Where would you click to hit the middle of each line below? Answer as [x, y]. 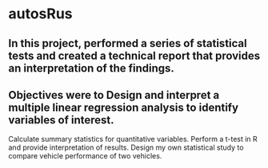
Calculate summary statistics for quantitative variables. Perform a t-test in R [133, 139]
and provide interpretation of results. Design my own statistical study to [126, 147]
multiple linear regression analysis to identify [123, 107]
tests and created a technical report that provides [134, 55]
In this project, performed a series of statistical [128, 43]
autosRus [41, 14]
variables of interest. [61, 120]
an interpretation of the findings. [91, 68]
